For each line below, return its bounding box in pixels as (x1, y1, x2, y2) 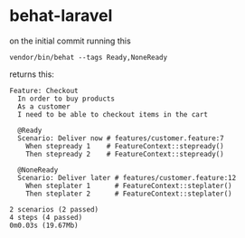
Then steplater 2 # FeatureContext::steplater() (25, 189, 232, 198)
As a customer (17, 101, 71, 111)
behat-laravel (9, 5, 113, 26)
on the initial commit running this (9, 35, 131, 46)
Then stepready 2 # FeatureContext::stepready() (25, 149, 224, 158)
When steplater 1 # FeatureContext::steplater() (25, 181, 232, 190)
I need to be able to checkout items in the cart (17, 109, 208, 119)
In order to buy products (17, 94, 116, 103)
